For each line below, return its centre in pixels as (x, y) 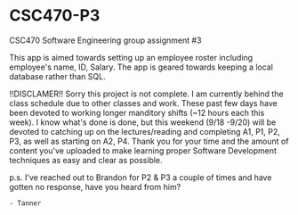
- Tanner (25, 203)
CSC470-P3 (55, 16)
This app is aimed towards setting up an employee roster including (131, 57)
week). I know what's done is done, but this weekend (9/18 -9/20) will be (143, 122)
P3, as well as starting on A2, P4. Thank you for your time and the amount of (149, 141)
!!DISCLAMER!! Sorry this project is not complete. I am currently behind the (146, 94)
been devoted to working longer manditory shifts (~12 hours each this (137, 112)
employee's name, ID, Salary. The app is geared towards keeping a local (141, 67)
